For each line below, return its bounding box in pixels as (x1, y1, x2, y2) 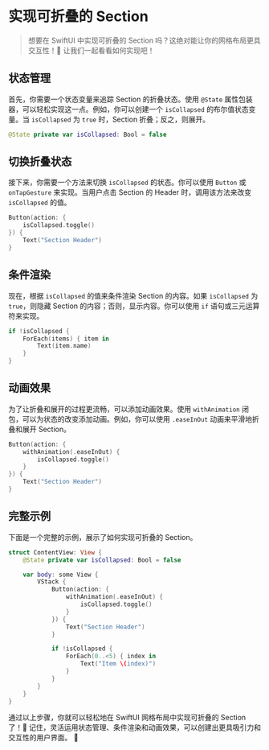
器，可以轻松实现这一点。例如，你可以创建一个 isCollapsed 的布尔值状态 (8, 104, 249, 113)
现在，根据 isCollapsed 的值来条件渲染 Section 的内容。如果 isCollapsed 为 (8, 291, 259, 300)
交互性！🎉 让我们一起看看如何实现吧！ (27, 45, 155, 55)
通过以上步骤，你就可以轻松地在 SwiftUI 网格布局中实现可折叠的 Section (8, 713, 247, 723)
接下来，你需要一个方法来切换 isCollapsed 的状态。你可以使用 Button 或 (8, 178, 247, 187)
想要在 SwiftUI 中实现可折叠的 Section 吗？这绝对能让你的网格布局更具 (27, 35, 261, 45)
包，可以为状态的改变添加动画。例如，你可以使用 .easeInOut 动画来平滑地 (8, 414, 253, 423)
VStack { (37, 578, 67, 586)
